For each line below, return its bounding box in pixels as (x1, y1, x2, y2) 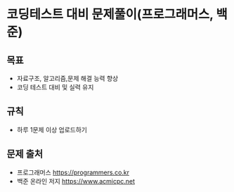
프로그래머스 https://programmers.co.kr (16, 168, 130, 177)
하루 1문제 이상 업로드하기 (16, 125, 87, 134)
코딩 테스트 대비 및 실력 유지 (16, 83, 94, 91)
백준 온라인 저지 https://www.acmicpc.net (16, 177, 135, 185)
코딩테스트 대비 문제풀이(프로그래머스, (6, 6, 214, 23)
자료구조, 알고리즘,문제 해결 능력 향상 (16, 75, 119, 82)
